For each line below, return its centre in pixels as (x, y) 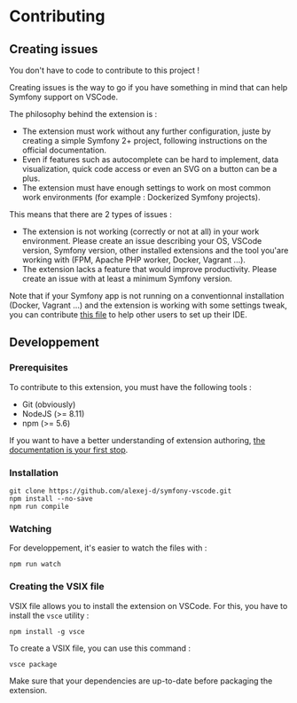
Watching (31, 528)
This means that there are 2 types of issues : (91, 214)
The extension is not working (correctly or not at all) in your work (141, 231)
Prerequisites (39, 368)
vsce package (33, 664)
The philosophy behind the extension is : (83, 114)
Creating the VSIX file (57, 587)
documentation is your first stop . (69, 449)
